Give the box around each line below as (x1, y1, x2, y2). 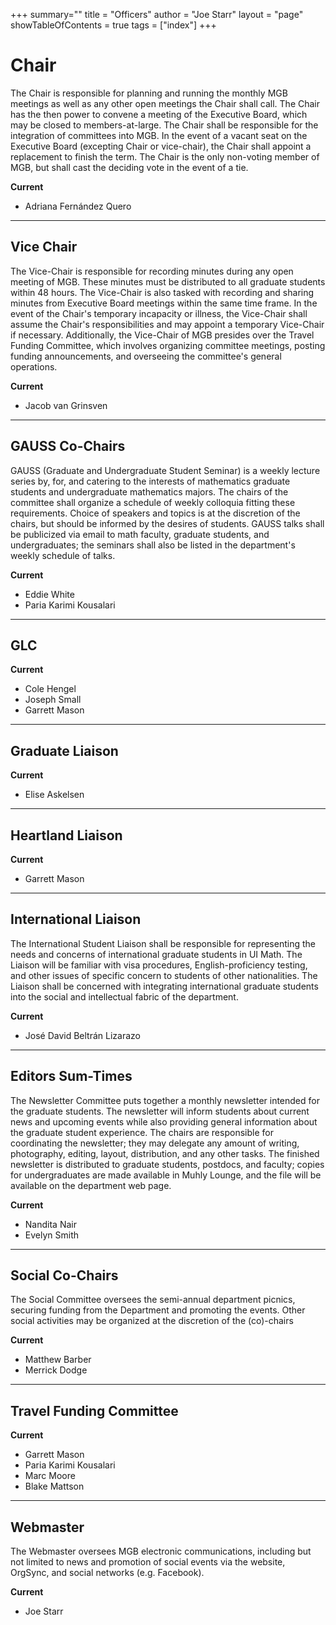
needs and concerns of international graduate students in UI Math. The (10, 948, 303, 960)
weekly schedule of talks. (10, 549, 116, 561)
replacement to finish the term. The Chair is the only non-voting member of (10, 150, 320, 163)
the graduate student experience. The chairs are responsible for (10, 1126, 274, 1138)
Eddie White (24, 588, 75, 600)
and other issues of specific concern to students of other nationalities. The (10, 969, 318, 981)
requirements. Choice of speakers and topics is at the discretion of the (10, 507, 301, 519)
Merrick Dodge (24, 1364, 88, 1376)
